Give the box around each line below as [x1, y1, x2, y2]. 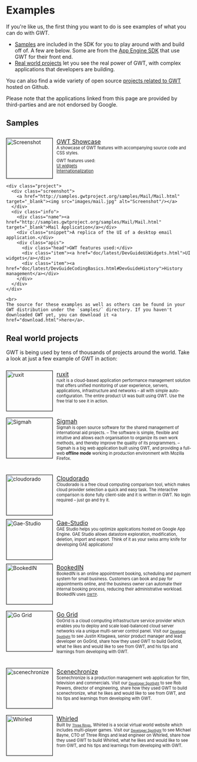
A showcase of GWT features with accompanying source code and [56, 145, 186, 151]
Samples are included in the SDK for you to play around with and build [14, 41, 185, 48]
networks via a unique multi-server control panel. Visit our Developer [56, 628, 186, 634]
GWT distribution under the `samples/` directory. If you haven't [6, 307, 172, 313]
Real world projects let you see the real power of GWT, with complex [14, 59, 181, 67]
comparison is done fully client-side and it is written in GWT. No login [56, 492, 191, 498]
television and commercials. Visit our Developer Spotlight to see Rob [56, 680, 181, 686]
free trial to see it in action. [56, 398, 109, 404]
